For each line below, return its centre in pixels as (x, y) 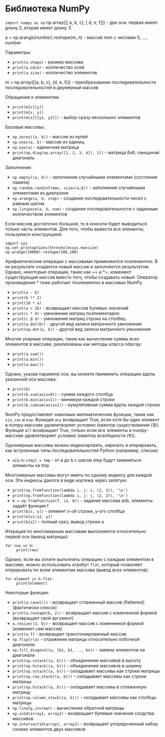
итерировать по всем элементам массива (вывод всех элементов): (77, 570)
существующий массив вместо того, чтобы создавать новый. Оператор (82, 277)
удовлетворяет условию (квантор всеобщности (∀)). (80, 435)
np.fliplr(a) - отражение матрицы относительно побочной (76, 639)
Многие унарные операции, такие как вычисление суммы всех (72, 338)
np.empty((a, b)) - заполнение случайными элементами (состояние (85, 177)
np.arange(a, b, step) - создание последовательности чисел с (80, 198)
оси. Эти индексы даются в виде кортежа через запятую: (66, 480)
